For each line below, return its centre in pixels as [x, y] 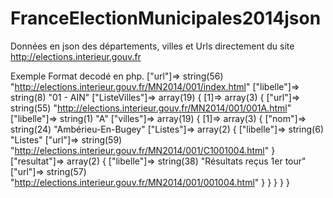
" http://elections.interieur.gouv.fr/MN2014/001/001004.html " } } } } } [150, 182]
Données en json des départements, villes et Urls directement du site [152, 46]
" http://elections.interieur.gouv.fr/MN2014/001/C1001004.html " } [143, 150]
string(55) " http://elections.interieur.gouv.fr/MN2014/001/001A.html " [151, 108]
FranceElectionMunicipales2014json [166, 18]
